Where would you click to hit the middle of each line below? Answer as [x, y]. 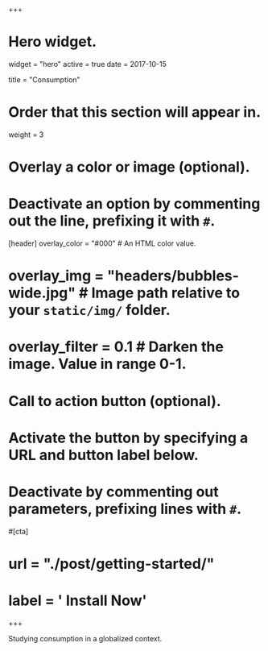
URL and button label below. [103, 455]
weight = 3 [26, 135]
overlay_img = [56, 276]
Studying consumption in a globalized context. [85, 638]
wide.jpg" [42, 293]
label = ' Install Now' [78, 601]
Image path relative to [165, 293]
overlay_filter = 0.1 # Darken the [116, 347]
